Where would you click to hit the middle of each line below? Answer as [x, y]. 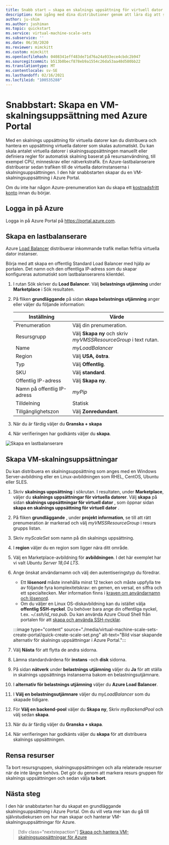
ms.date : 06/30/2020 [27, 43]
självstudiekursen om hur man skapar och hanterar [58, 817]
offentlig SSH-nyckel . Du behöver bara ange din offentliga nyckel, [89, 609]
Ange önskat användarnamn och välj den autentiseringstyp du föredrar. [87, 573]
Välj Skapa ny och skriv [100, 333]
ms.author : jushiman [27, 24]
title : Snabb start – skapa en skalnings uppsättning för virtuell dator [84, 10]
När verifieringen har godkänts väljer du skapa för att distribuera [80, 734]
